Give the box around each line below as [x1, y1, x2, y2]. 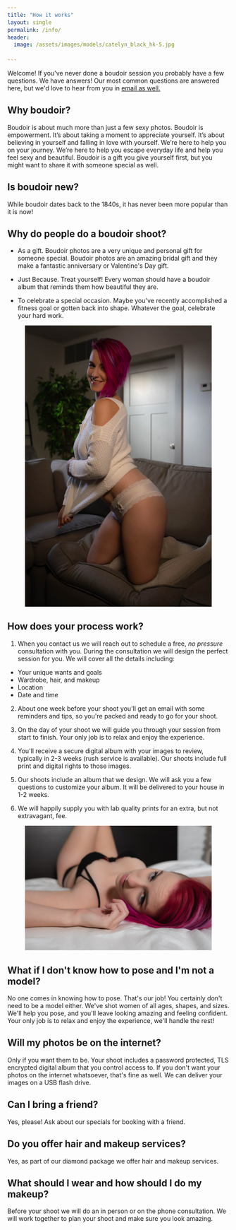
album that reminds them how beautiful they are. [17, 283, 159, 291]
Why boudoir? [7, 105, 71, 117]
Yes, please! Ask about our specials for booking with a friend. [7, 1117, 185, 1126]
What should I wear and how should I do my [7, 1177, 202, 1189]
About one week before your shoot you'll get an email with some [17, 704, 206, 713]
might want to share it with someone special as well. [7, 160, 159, 169]
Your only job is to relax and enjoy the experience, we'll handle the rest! [7, 1017, 215, 1025]
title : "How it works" [7, 11, 74, 18]
